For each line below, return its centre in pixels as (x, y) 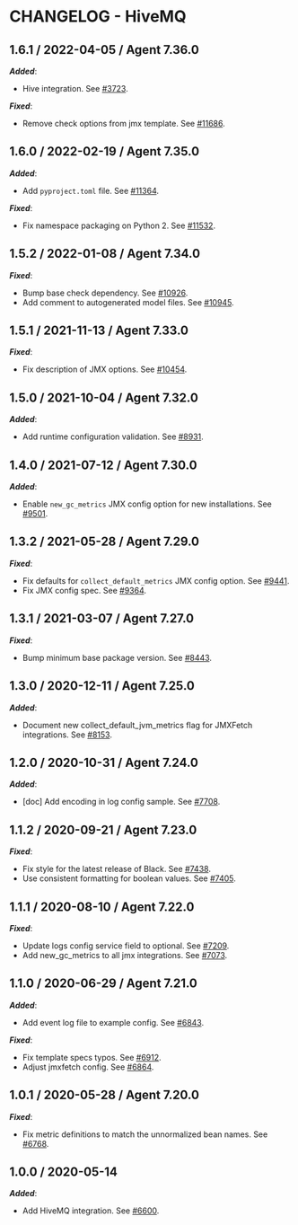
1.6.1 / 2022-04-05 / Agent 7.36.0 (104, 50)
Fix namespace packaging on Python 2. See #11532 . (119, 225)
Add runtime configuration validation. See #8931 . (113, 436)
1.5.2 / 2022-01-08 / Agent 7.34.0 (105, 254)
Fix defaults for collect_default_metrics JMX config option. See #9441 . (156, 580)
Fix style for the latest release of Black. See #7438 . (116, 869)
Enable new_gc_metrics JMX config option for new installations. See (147, 504)
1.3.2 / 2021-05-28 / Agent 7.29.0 (105, 542)
